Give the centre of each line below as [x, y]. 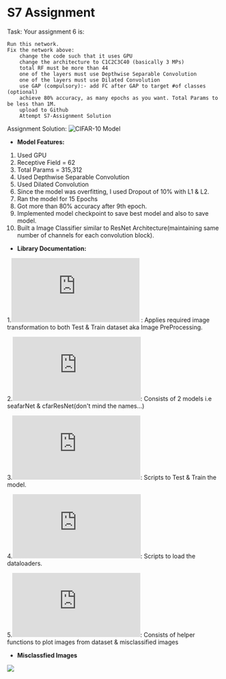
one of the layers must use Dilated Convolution [90, 80]
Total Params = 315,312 [50, 170]
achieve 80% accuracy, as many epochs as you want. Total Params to [119, 98]
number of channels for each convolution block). [86, 235]
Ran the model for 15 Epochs [57, 198]
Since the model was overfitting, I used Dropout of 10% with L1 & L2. [113, 191]
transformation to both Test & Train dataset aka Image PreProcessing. [105, 327]
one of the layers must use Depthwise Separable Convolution [108, 74]
